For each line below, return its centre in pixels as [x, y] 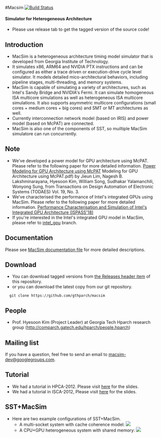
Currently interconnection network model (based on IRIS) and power [80, 118]
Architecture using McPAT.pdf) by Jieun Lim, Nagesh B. [68, 176]
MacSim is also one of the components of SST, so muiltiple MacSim [80, 129]
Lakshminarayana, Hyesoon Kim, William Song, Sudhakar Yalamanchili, [83, 181]
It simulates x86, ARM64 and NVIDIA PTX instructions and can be [77, 67]
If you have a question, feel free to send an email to [56, 354]
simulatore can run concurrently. [45, 134]
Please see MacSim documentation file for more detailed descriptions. [75, 250]
